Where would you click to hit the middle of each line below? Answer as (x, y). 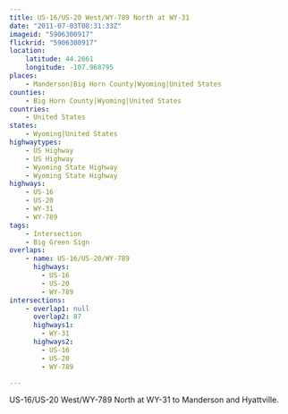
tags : (19, 225)
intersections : (38, 300)
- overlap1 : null (58, 308)
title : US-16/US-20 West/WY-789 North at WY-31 (100, 17)
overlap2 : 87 (57, 317)
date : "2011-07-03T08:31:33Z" (66, 26)
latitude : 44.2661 (59, 59)
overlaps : (28, 250)
